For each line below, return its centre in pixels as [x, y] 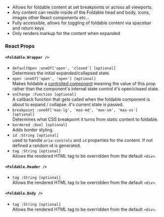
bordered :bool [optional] [40, 125]
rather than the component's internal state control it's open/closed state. [86, 89]
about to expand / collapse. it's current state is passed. [68, 105]
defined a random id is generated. [46, 145]
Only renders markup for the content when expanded [66, 33]
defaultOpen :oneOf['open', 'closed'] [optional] [64, 69]
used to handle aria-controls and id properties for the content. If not [82, 141]
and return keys [28, 28]
